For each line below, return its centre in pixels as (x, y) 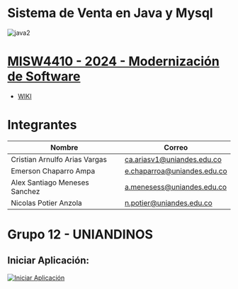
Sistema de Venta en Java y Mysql (110, 13)
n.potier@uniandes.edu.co (168, 202)
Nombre (64, 147)
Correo (176, 147)
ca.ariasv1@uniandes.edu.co (173, 159)
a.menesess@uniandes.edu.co (176, 187)
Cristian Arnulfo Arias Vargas (59, 159)
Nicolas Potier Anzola (47, 202)
